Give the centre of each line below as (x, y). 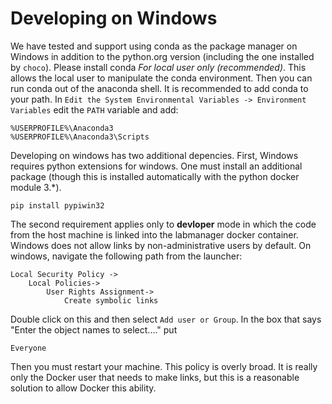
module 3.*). (36, 187)
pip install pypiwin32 (57, 205)
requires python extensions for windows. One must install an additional (156, 166)
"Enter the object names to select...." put (94, 329)
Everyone (28, 348)
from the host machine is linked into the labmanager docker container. (154, 234)
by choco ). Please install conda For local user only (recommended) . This (158, 67)
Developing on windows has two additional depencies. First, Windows (154, 155)
